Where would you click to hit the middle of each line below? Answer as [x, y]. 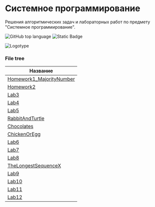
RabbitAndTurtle [26, 118]
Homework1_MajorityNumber [41, 79]
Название [41, 71]
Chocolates [21, 127]
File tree [15, 58]
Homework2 [22, 87]
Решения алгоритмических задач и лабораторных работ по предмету [77, 22]
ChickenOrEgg [24, 134]
